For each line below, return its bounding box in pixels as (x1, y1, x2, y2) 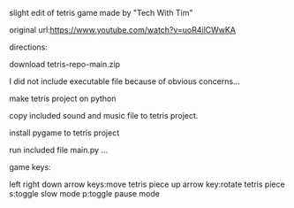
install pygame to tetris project (9, 127, 120, 138)
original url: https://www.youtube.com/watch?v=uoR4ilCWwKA (9, 25, 237, 35)
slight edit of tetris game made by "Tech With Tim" (9, 8, 193, 18)
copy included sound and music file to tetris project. (9, 111, 199, 120)
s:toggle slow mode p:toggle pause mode (9, 189, 161, 198)
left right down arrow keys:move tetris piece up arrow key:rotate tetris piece (9, 179, 285, 189)
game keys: (9, 162, 51, 172)
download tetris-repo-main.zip (9, 59, 121, 69)
